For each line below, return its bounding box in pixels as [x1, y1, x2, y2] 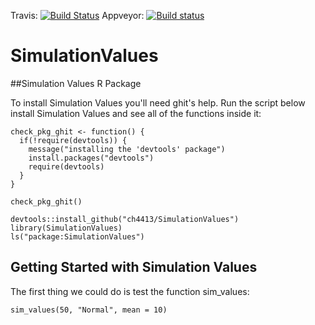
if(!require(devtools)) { [19, 135, 128, 145]
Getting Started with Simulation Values [10, 259, 258, 276]
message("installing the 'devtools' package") [28, 144, 226, 154]
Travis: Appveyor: [10, 10, 145, 21]
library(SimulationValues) [10, 223, 123, 233]
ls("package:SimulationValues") [10, 231, 145, 242]
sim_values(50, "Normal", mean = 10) [10, 305, 168, 315]
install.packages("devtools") [28, 153, 155, 163]
